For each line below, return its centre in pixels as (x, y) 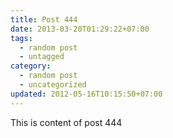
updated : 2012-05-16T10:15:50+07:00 (86, 94)
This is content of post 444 (66, 122)
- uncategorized (53, 85)
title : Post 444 (44, 19)
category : (31, 66)
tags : (21, 38)
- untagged (42, 57)
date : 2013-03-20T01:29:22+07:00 (80, 29)
